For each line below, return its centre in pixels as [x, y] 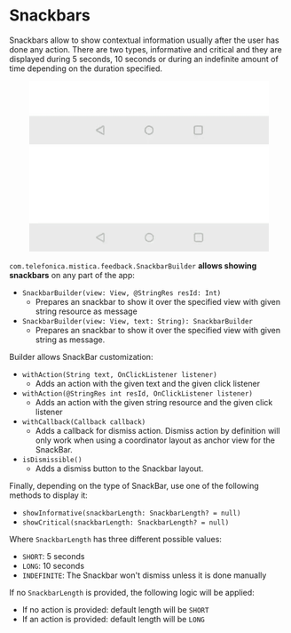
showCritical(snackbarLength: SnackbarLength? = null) [126, 522]
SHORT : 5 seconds [53, 556]
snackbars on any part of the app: [72, 275]
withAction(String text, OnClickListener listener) [119, 374]
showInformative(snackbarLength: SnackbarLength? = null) [131, 513]
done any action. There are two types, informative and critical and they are [145, 49]
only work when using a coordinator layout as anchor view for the [155, 440]
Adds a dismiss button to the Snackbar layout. [119, 469]
